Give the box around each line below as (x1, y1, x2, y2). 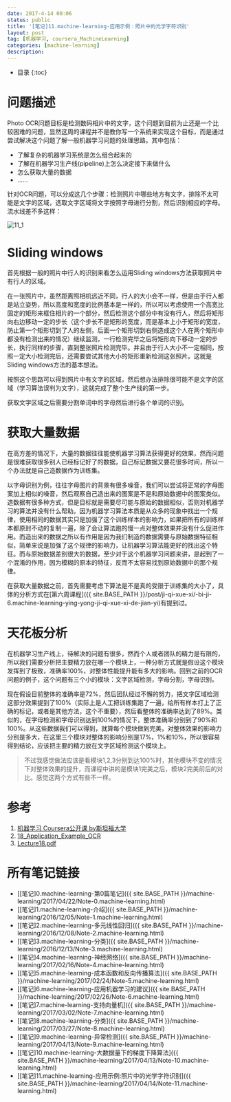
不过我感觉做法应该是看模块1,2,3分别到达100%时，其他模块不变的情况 (23, 756, 222, 764)
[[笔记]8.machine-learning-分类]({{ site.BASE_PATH (16, 1016, 164, 1025)
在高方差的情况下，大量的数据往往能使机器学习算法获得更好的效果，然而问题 (7, 449, 224, 457)
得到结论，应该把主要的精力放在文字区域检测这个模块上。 (7, 741, 170, 750)
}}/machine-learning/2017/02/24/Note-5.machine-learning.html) (16, 976, 199, 984)
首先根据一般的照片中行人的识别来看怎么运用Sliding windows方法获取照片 (7, 268, 217, 277)
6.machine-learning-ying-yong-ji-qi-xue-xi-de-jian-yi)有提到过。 (7, 598, 191, 607)
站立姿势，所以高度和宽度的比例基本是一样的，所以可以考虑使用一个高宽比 (12, 300, 224, 308)
